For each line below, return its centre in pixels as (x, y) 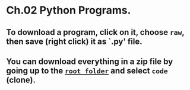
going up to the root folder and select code (87, 71)
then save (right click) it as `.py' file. (74, 41)
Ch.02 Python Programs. (69, 10)
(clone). (21, 80)
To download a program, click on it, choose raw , (95, 32)
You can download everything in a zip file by (90, 61)
